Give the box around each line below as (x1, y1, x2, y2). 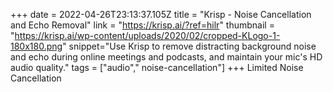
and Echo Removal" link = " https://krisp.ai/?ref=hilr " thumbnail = (10, 19, 275, 31)
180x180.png (10, 40, 63, 52)
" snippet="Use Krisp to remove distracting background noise (62, 40, 317, 52)
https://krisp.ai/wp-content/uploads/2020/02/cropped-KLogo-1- (14, 30, 281, 41)
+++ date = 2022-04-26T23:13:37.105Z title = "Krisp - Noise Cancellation (10, 9, 312, 20)
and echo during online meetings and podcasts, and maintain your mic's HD (10, 51, 323, 63)
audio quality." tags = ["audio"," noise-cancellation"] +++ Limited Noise (10, 62, 304, 73)
